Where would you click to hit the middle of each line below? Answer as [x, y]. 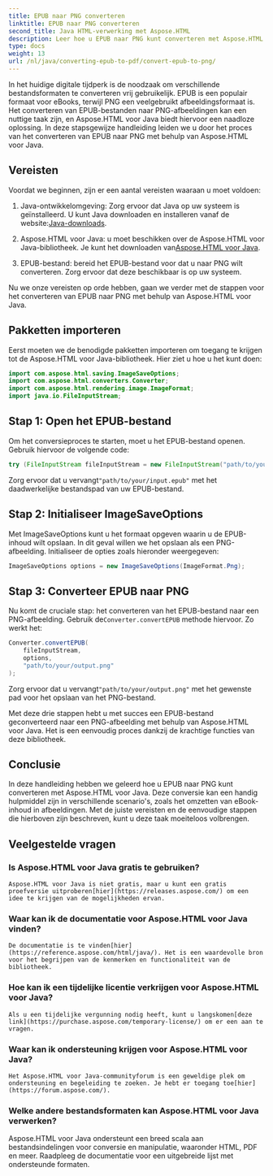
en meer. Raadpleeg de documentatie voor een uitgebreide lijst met [121, 1156]
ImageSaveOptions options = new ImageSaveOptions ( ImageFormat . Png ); [127, 566]
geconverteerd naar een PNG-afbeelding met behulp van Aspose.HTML [129, 722]
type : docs [27, 46]
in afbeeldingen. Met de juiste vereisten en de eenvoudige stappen [145, 810]
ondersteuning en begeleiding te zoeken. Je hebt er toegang [114, 1083]
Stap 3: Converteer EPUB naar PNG [99, 591]
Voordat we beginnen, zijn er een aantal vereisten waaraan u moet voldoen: [135, 190]
